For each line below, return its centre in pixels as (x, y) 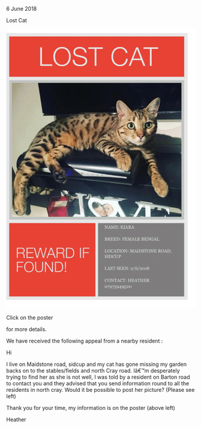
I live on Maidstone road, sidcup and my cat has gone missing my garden (97, 364)
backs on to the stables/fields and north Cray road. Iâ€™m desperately (93, 370)
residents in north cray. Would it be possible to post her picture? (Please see (100, 389)
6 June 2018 (22, 9)
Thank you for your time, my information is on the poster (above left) (91, 408)
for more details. (26, 329)
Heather (16, 419)
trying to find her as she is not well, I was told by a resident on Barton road (98, 377)
